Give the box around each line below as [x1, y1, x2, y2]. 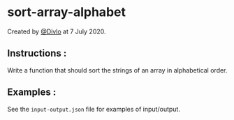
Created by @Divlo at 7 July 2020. [7, 27, 106, 36]
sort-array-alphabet [7, 4, 126, 20]
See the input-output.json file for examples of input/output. [7, 105, 180, 113]
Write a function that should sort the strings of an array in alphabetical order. [7, 66, 228, 74]
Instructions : [7, 47, 67, 59]
